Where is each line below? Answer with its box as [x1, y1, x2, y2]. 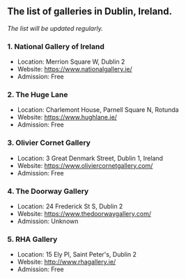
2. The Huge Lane [7, 90, 68, 100]
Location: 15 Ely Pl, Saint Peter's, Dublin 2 [17, 250, 137, 259]
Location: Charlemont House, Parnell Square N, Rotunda [17, 106, 179, 114]
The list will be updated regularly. [7, 24, 103, 32]
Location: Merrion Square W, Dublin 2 [17, 57, 125, 66]
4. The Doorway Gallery [7, 186, 89, 196]
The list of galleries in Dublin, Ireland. [7, 6, 173, 17]
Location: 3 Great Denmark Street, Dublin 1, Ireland [17, 154, 164, 162]
